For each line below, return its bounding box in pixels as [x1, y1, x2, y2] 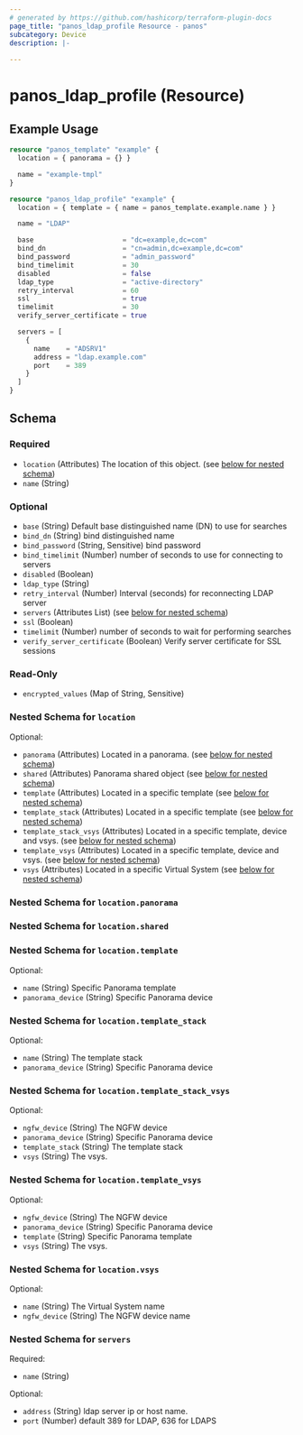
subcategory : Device [9, 30, 87, 39]
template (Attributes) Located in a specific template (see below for [22, 786, 270, 798]
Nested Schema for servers [9, 1332, 132, 1345]
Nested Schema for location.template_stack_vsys [9, 1084, 230, 1097]
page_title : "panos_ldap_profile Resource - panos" [9, 22, 207, 31]
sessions [22, 645, 56, 656]
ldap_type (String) [22, 578, 90, 589]
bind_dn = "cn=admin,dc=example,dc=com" [17, 244, 244, 253]
